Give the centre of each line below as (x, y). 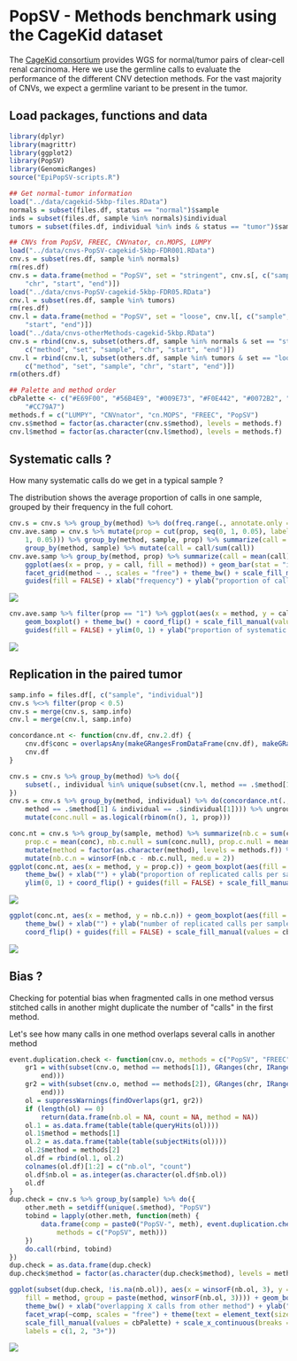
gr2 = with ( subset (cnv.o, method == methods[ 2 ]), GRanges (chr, (144, 1084)
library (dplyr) (37, 136)
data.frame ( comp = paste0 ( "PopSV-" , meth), (122, 1224)
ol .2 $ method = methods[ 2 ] (73, 1150)
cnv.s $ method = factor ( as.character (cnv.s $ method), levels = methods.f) (146, 423)
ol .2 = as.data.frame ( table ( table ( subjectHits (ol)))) (126, 1142)
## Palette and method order (63, 391)
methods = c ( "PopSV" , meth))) (112, 1232)
